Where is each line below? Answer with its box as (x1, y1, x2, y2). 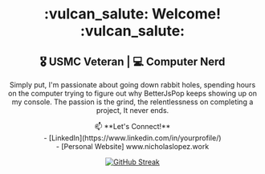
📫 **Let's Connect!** (94, 122, 171, 131)
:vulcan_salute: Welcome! (44, 5, 221, 23)
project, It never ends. (96, 106, 169, 115)
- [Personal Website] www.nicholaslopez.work (55, 142, 210, 151)
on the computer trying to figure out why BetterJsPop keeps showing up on (8, 89, 257, 98)
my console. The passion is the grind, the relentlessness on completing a (11, 97, 254, 107)
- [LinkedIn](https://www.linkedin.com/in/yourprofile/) (43, 133, 222, 143)
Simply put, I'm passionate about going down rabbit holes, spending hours (9, 80, 256, 89)
